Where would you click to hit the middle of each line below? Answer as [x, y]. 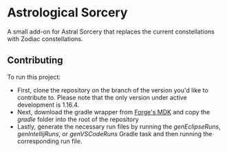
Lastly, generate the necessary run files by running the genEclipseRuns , [119, 126]
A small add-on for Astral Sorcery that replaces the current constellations [111, 31]
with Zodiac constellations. [45, 38]
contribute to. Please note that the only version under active [102, 97]
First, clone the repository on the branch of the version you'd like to [112, 90]
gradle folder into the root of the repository [78, 119]
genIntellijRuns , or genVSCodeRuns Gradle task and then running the [115, 134]
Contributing [35, 61]
